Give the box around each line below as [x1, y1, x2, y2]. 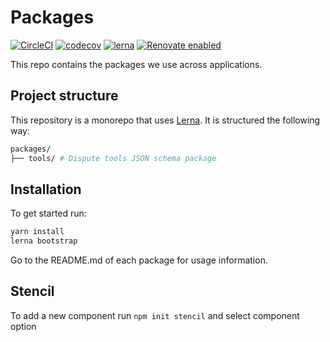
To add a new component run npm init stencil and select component [10, 309, 300, 321]
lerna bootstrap [10, 236, 78, 246]
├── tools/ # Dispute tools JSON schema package [10, 153, 217, 163]
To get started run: [10, 207, 87, 220]
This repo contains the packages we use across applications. [10, 58, 263, 70]
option [10, 320, 37, 332]
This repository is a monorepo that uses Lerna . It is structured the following [10, 114, 321, 126]
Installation [10, 181, 82, 198]
